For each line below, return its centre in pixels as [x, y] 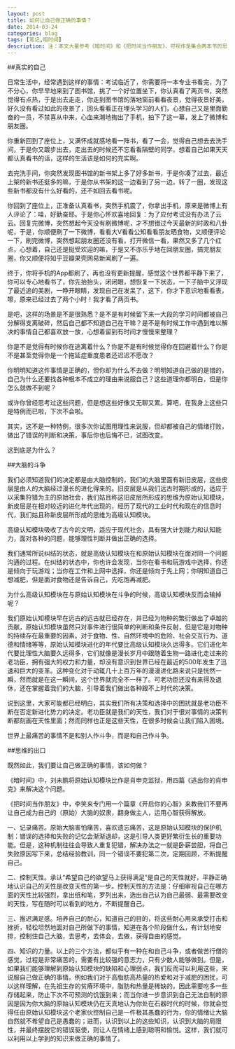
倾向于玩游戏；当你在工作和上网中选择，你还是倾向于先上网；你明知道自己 [120, 571]
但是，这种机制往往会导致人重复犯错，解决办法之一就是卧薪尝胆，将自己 [123, 845]
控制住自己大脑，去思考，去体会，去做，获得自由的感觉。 [102, 936]
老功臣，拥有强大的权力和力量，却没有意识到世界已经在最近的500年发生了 [114, 662]
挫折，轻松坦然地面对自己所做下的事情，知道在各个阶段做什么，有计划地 [111, 927]
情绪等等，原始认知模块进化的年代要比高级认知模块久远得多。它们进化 [120, 644]
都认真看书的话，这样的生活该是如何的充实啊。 [74, 158]
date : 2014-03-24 [33, 27]
